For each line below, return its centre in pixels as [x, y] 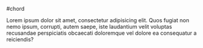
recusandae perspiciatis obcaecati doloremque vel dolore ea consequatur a [102, 33]
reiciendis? [20, 39]
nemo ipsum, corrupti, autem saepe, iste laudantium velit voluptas [89, 27]
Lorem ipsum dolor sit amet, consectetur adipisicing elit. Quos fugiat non [98, 20]
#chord [16, 9]
